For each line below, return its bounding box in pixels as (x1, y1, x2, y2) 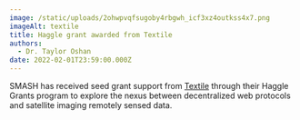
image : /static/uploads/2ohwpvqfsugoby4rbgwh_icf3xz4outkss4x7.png (9, 13, 271, 23)
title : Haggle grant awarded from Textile (9, 30, 173, 39)
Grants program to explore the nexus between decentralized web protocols (9, 90, 291, 101)
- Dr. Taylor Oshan (17, 47, 92, 56)
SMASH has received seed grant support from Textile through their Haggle (9, 81, 289, 91)
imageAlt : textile (9, 22, 79, 31)
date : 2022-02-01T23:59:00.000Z (9, 55, 132, 65)
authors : (9, 38, 43, 48)
